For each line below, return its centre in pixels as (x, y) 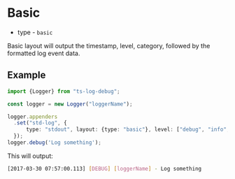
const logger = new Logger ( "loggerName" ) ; (70, 104)
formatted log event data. (44, 53)
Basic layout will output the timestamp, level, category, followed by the (109, 45)
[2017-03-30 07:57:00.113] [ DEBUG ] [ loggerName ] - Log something (104, 169)
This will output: (30, 156)
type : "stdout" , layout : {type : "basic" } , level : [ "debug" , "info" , (128, 130)
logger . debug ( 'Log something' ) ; (54, 143)
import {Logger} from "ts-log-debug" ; (64, 91)
